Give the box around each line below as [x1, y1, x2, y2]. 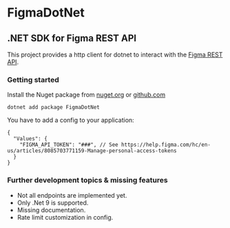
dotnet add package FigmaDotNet [7, 104, 100, 111]
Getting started [7, 74, 60, 84]
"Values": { [13, 136, 48, 143]
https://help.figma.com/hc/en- [121, 141, 211, 149]
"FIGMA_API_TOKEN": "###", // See [19, 141, 118, 149]
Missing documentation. [17, 205, 86, 214]
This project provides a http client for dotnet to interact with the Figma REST [7, 50, 223, 59]
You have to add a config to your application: [7, 116, 134, 125]
